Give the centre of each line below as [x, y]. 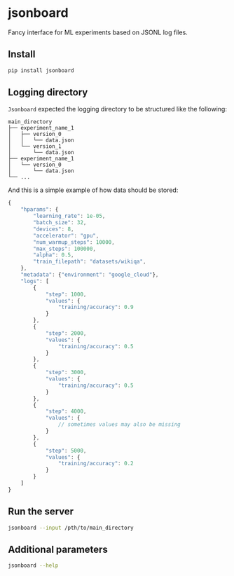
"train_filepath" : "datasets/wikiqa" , [90, 262]
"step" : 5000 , [66, 451]
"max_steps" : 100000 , [65, 249]
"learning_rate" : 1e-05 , [69, 216]
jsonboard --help [33, 565]
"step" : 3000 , [66, 373]
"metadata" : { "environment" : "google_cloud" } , [90, 275]
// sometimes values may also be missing [119, 425]
